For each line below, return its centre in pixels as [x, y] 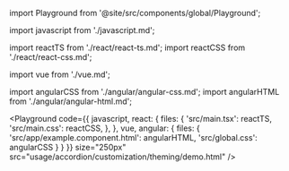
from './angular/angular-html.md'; [71, 101]
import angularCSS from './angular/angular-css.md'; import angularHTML [144, 92]
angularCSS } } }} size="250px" [68, 147]
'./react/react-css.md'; [51, 57]
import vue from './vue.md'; [60, 74]
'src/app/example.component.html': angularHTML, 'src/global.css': [133, 137]
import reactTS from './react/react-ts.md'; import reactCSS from [127, 47]
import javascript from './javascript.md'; [82, 30]
